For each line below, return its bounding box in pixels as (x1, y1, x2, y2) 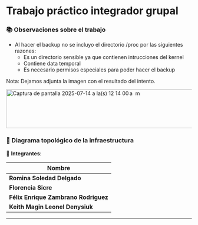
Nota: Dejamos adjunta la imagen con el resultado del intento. (6, 78, 156, 85)
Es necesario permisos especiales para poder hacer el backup (23, 66, 176, 73)
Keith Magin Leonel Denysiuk (9, 203, 93, 211)
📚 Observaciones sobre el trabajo (6, 25, 106, 34)
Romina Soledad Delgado (9, 174, 81, 182)
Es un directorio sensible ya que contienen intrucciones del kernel (23, 54, 184, 61)
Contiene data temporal (23, 60, 81, 67)
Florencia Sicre (9, 183, 52, 191)
